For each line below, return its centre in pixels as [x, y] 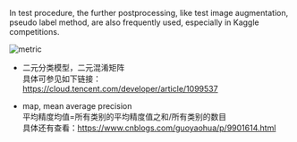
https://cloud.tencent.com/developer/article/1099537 [120, 89]
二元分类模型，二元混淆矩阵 [73, 67]
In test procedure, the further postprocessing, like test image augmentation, [149, 13]
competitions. [34, 32]
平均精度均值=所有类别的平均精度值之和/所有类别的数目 [124, 117]
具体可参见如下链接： [61, 79]
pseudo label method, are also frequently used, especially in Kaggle [134, 22]
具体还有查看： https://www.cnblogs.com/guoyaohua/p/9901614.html [149, 128]
